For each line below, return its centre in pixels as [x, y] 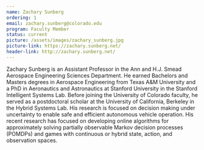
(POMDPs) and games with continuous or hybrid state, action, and [89, 134]
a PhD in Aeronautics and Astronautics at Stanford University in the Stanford [102, 88]
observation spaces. [32, 140]
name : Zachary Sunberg [35, 12]
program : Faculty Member [38, 29]
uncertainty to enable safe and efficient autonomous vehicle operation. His [100, 114]
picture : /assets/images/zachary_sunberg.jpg [65, 40]
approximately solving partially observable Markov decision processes [95, 127]
